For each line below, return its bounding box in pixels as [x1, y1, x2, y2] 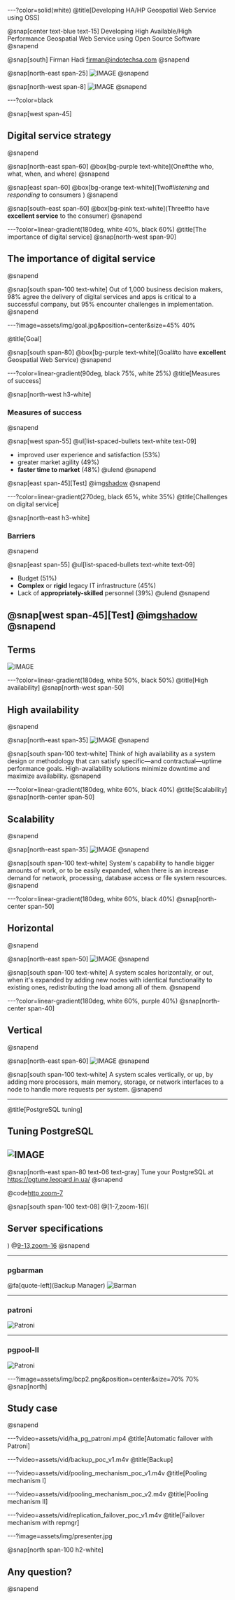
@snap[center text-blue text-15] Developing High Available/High [7, 27, 192, 35]
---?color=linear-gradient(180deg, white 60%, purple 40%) [7, 996, 178, 1005]
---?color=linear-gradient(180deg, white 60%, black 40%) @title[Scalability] [7, 786, 227, 794]
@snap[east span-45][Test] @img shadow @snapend [7, 479, 161, 487]
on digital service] [7, 500, 59, 508]
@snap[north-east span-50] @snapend [7, 954, 150, 963]
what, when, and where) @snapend [7, 169, 110, 178]
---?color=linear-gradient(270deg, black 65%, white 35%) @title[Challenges [7, 492, 228, 501]
